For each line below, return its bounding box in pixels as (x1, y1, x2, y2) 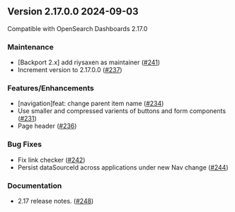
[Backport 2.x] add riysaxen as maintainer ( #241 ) (17, 58, 161, 66)
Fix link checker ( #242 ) (17, 155, 86, 164)
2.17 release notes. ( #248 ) (17, 197, 94, 205)
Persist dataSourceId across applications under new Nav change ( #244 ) (17, 163, 229, 172)
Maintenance (7, 42, 55, 52)
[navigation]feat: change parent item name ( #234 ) (17, 99, 164, 108)
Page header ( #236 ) (17, 122, 77, 130)
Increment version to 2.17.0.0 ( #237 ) (17, 66, 122, 74)
